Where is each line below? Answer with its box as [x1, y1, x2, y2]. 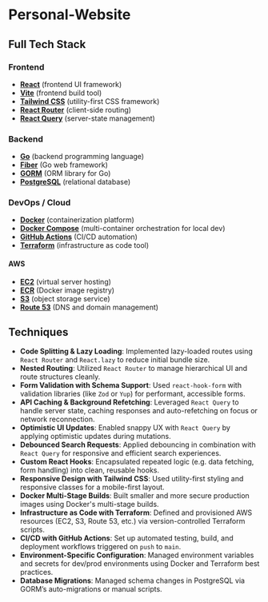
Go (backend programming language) [19, 152, 145, 161]
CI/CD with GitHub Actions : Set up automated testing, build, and [19, 533, 234, 543]
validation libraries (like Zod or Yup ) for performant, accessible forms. [19, 389, 246, 399]
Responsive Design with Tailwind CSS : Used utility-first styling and [19, 474, 244, 484]
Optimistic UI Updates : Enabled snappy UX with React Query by [19, 423, 230, 433]
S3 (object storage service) [19, 293, 110, 303]
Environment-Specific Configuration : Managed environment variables [19, 550, 254, 560]
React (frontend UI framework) [19, 79, 122, 89]
